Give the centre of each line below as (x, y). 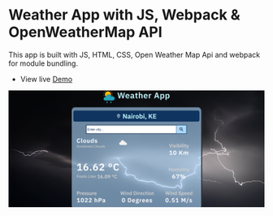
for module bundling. (43, 63)
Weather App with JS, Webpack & (125, 15)
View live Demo (46, 79)
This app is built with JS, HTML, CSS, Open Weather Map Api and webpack (134, 54)
